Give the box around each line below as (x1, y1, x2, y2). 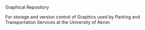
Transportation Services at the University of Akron (5, 19, 110, 25)
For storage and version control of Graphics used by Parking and (5, 14, 140, 19)
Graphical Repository (5, 4, 50, 10)
